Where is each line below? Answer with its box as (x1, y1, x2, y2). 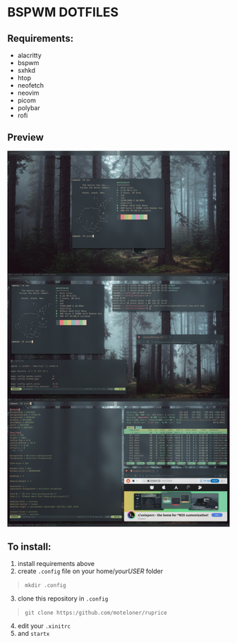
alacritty (17, 51, 42, 59)
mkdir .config (24, 582, 66, 589)
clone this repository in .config (17, 594, 109, 603)
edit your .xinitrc (17, 622, 71, 630)
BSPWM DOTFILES (7, 4, 119, 20)
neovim (17, 89, 39, 97)
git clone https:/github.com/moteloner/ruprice (24, 609, 167, 617)
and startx (17, 630, 50, 638)
